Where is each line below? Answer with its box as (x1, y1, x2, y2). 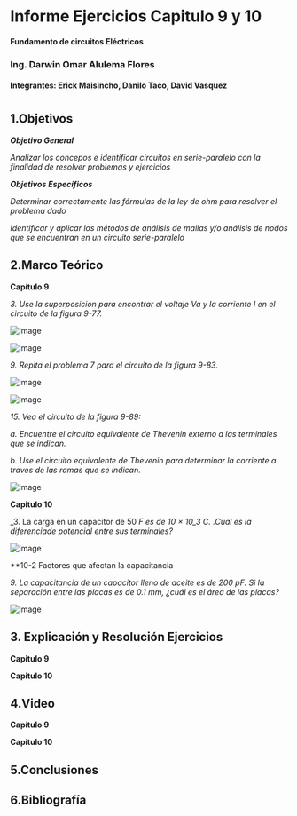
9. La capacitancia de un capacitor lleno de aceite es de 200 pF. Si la (10, 577, 265, 588)
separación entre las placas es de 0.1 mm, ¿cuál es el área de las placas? (10, 586, 280, 597)
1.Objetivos (10, 111, 74, 126)
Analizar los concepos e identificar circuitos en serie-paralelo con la (10, 152, 261, 162)
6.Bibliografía (10, 793, 87, 808)
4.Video (10, 695, 56, 711)
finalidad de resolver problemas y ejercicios (10, 162, 171, 172)
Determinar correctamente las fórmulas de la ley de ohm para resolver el (10, 195, 277, 206)
